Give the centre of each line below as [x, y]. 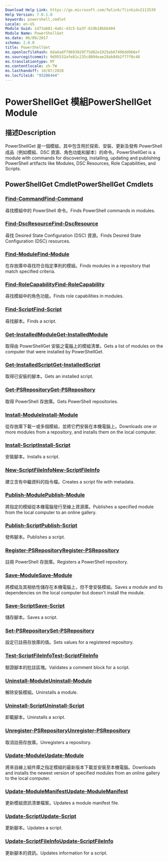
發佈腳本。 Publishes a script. [35, 537]
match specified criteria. [30, 271]
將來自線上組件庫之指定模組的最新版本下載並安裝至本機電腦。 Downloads [80, 767]
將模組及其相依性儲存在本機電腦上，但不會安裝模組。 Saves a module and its [84, 587]
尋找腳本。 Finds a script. [31, 321]
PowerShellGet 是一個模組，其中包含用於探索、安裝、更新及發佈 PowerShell [84, 146]
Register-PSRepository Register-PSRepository [62, 550]
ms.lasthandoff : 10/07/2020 [35, 71]
